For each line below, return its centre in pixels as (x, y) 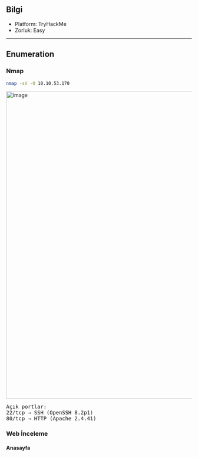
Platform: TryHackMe (40, 24)
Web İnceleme (27, 434)
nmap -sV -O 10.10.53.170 (38, 83)
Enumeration (30, 55)
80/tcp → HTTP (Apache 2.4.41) (51, 419)
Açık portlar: (27, 407)
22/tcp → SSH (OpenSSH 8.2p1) (50, 413)
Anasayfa (18, 448)
